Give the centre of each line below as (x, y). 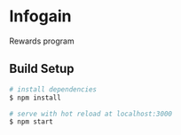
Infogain (40, 16)
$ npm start (31, 122)
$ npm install (35, 98)
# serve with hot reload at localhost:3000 (91, 114)
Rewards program (42, 41)
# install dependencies (53, 89)
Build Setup (42, 69)
